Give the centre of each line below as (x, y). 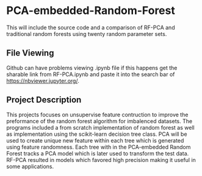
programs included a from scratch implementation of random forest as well (100, 127)
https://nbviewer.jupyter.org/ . (43, 80)
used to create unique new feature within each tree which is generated (95, 140)
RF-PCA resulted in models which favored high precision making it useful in (101, 160)
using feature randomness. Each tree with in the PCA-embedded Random (99, 147)
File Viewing (30, 53)
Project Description (44, 100)
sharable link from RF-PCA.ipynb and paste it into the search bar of (91, 74)
